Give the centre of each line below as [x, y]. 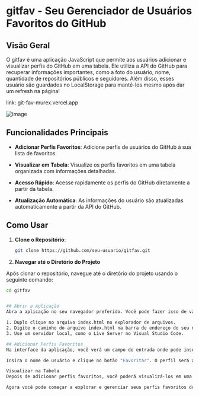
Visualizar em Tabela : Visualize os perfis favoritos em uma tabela [95, 165]
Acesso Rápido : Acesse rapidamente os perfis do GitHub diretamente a [102, 183]
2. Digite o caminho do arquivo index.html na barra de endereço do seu [98, 328]
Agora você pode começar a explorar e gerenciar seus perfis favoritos [96, 387]
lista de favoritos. [36, 153]
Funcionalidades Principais [57, 132]
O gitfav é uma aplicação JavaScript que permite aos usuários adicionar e [96, 60]
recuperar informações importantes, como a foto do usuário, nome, [88, 72]
